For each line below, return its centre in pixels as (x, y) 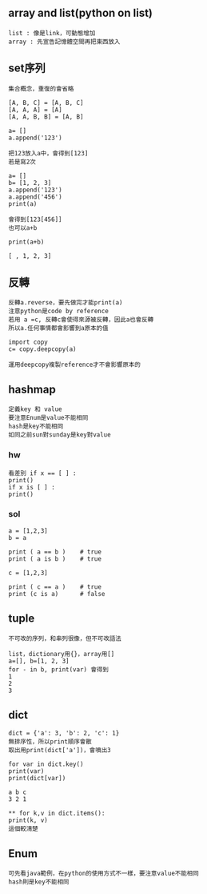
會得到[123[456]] (35, 219)
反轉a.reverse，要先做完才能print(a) (66, 303)
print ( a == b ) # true (55, 552)
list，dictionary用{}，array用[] (62, 654)
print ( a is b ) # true (55, 559)
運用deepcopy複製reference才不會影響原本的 (75, 365)
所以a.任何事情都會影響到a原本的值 (58, 328)
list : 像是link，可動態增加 (52, 33)
